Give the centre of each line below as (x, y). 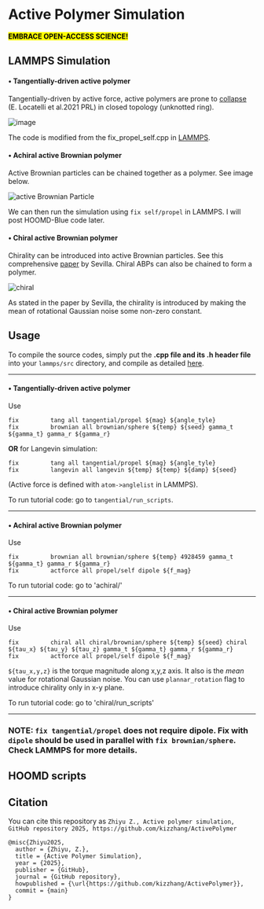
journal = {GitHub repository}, (68, 877)
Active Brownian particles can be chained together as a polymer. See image (131, 173)
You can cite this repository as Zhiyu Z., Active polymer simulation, (121, 821)
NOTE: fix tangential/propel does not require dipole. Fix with (128, 731)
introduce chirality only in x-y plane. (66, 688)
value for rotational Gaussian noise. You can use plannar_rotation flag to (126, 679)
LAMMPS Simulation (59, 61)
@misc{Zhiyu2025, (37, 843)
